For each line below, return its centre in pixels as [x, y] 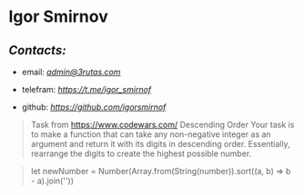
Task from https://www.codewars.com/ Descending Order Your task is [162, 125]
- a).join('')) [52, 180]
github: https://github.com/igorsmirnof [94, 107]
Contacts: [37, 50]
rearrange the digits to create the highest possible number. [141, 153]
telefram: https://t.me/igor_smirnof [86, 89]
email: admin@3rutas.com [71, 72]
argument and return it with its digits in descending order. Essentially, [160, 144]
